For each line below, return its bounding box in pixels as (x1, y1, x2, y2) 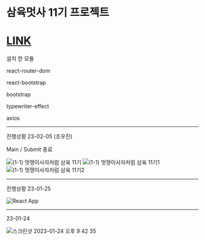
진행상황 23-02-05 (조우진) (6, 133, 73, 140)
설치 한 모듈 (6, 55, 35, 62)
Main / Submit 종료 (6, 146, 53, 153)
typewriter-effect (6, 103, 49, 110)
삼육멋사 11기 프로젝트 (6, 5, 110, 20)
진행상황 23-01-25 (6, 185, 51, 192)
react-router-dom (6, 67, 51, 75)
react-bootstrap (6, 79, 46, 86)
